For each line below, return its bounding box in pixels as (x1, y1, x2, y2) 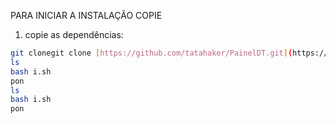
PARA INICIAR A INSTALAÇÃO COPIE (10, 10, 163, 21)
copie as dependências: (24, 29, 124, 40)
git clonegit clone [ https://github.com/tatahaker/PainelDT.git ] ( (10, 48, 293, 58)
